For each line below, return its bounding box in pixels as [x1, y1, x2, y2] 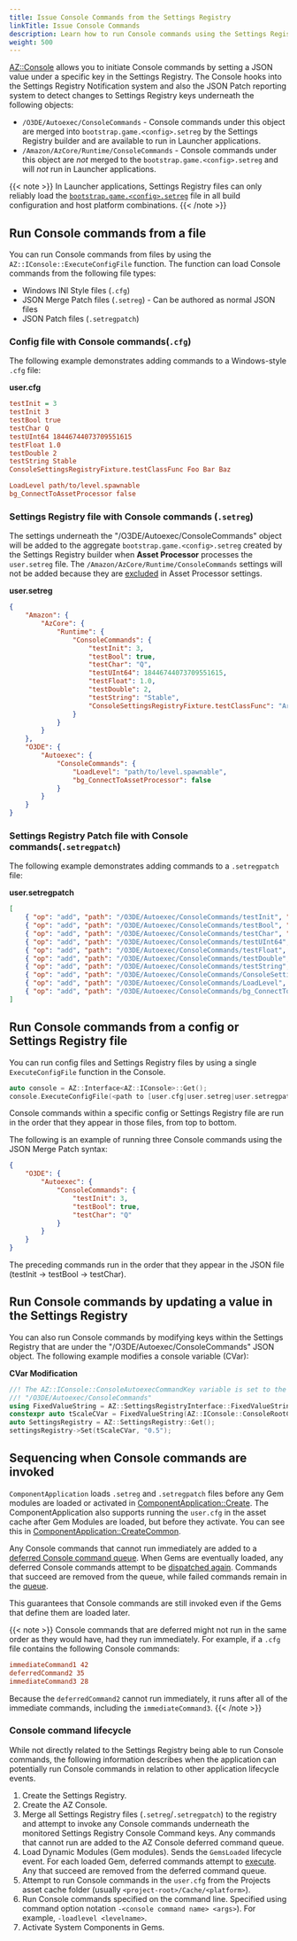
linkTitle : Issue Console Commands [9, 21, 141, 30]
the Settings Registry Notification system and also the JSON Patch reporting [9, 81, 287, 91]
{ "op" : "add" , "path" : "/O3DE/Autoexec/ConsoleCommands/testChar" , [25, 929, 283, 938]
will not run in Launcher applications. [21, 164, 156, 175]
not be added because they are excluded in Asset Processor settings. [9, 568, 263, 579]
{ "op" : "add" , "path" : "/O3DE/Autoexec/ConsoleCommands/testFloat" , [25, 946, 287, 955]
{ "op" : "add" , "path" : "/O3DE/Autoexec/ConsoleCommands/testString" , [25, 963, 291, 971]
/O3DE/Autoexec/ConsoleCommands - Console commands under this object [21, 117, 286, 128]
